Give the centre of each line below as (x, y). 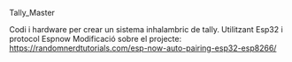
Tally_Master (32, 13)
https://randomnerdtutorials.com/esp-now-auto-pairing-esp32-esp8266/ (143, 48)
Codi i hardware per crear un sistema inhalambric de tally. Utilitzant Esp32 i (146, 29)
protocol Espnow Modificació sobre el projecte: (96, 39)
